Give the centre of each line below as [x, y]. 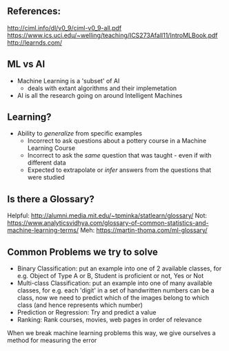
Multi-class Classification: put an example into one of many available [114, 283]
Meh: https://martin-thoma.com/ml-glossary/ [144, 231]
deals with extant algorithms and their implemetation [102, 88]
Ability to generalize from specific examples [80, 134]
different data [47, 163]
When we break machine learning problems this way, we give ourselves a [111, 333]
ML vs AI [26, 64]
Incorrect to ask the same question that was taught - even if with [119, 156]
